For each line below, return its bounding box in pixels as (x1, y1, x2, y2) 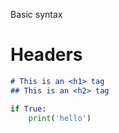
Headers (10, 44, 83, 66)
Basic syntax (10, 9, 63, 20)
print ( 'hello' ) (28, 113, 92, 123)
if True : (10, 104, 47, 114)
